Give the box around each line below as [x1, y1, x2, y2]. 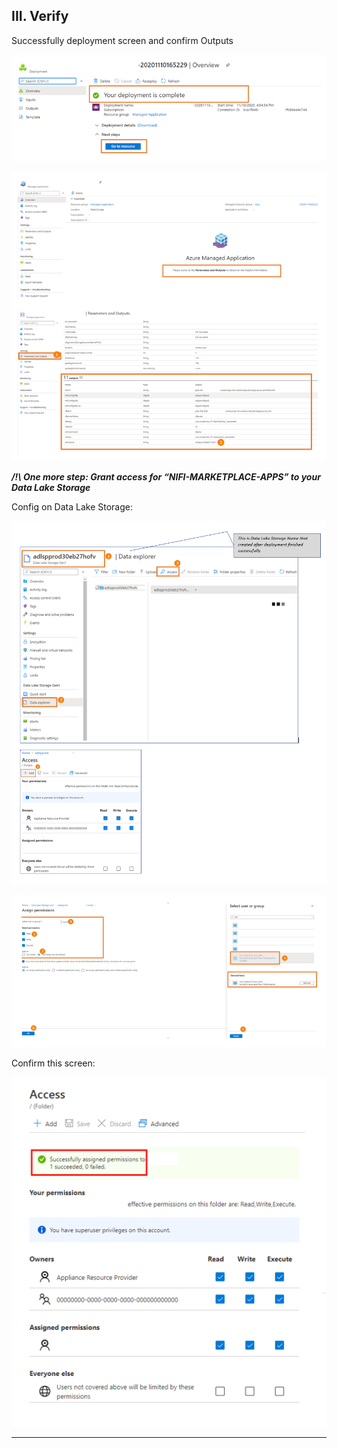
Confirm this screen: [11, 1057, 96, 1069]
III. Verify [11, 8, 69, 25]
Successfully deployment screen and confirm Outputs [11, 34, 234, 46]
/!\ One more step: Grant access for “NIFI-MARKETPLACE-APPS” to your [11, 470, 321, 483]
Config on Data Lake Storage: [11, 500, 133, 513]
